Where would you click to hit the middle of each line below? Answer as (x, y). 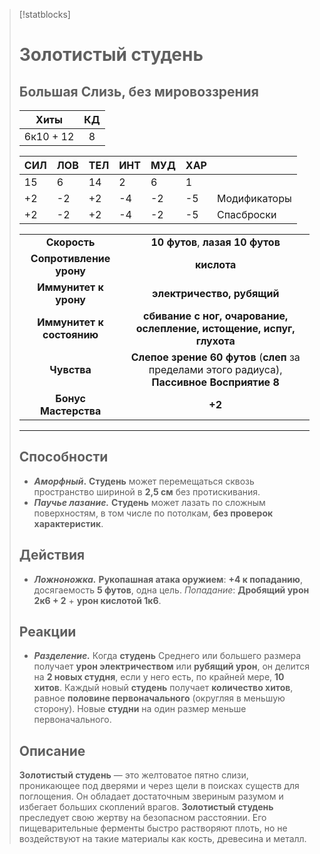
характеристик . (68, 523)
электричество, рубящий (216, 293)
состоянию (70, 334)
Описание (52, 750)
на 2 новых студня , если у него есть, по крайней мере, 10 (159, 677)
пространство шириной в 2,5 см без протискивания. (147, 491)
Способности (63, 457)
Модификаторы (254, 198)
